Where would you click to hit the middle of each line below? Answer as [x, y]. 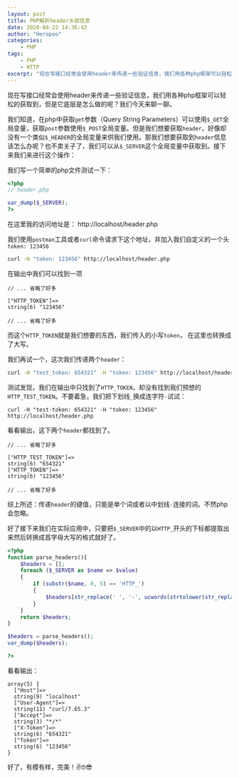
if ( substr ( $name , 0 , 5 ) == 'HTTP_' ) [89, 584]
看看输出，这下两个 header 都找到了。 [60, 430]
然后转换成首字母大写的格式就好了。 [66, 537]
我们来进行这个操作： [44, 155]
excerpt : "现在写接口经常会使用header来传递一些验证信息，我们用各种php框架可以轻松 [120, 74]
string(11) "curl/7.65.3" [52, 709]
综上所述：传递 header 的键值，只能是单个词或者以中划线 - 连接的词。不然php [118, 504]
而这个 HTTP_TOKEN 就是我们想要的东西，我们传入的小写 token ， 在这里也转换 [116, 335]
